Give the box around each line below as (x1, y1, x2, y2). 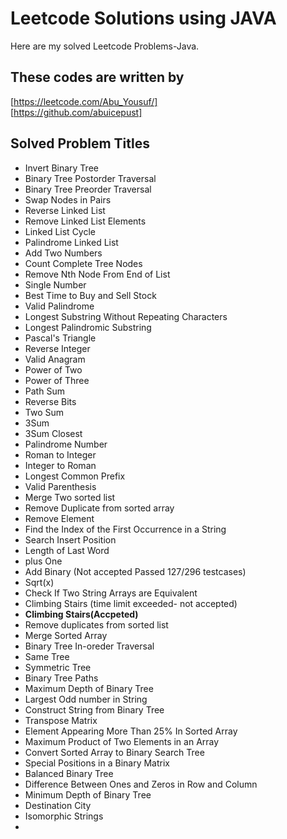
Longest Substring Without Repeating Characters (24, 310, 228, 322)
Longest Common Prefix (24, 470, 126, 482)
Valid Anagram (24, 353, 86, 365)
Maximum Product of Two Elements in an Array (24, 735, 220, 747)
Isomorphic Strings (24, 810, 104, 822)
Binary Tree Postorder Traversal (24, 172, 157, 184)
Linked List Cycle (24, 225, 97, 237)
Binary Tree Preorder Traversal (24, 183, 152, 195)
